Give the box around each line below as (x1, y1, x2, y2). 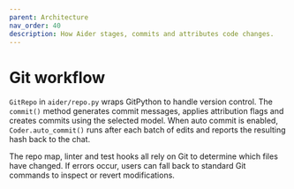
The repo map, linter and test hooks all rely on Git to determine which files (9, 151, 278, 162)
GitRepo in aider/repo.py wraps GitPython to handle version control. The (9, 96, 274, 107)
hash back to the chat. (9, 134, 91, 145)
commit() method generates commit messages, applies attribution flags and (9, 106, 284, 117)
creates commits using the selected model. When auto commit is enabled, (9, 116, 278, 126)
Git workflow (9, 67, 106, 87)
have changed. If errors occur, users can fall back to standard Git (9, 161, 246, 171)
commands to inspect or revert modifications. (9, 170, 175, 181)
